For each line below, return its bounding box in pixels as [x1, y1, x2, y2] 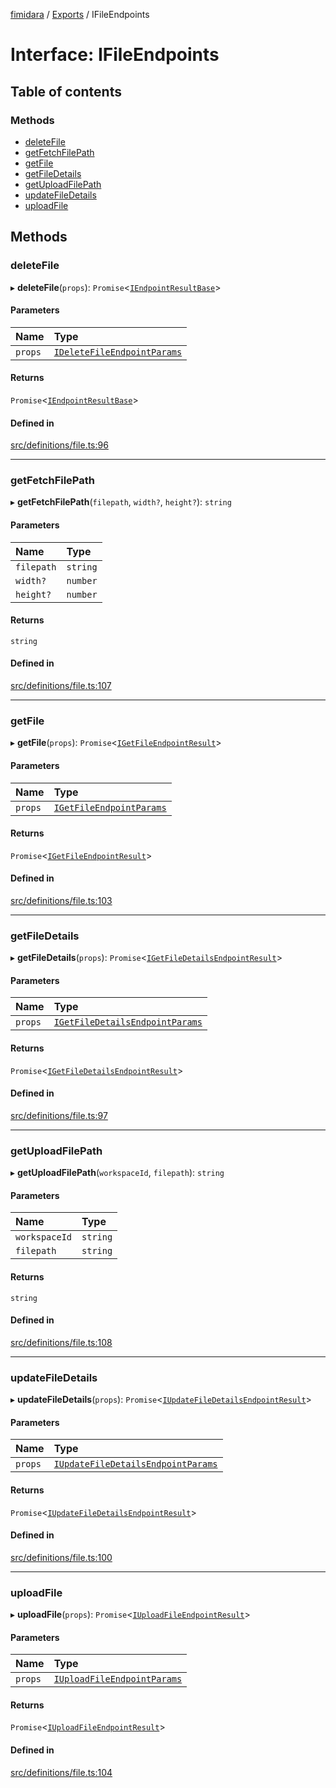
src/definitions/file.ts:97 [10, 1109, 108, 1121]
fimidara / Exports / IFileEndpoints [10, 9, 150, 20]
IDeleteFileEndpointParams [53, 346, 183, 358]
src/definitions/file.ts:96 [10, 439, 109, 451]
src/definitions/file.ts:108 [10, 1336, 113, 1348]
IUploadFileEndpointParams [53, 1674, 183, 1685]
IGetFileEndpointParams [53, 802, 167, 813]
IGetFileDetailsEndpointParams [53, 1017, 203, 1028]
